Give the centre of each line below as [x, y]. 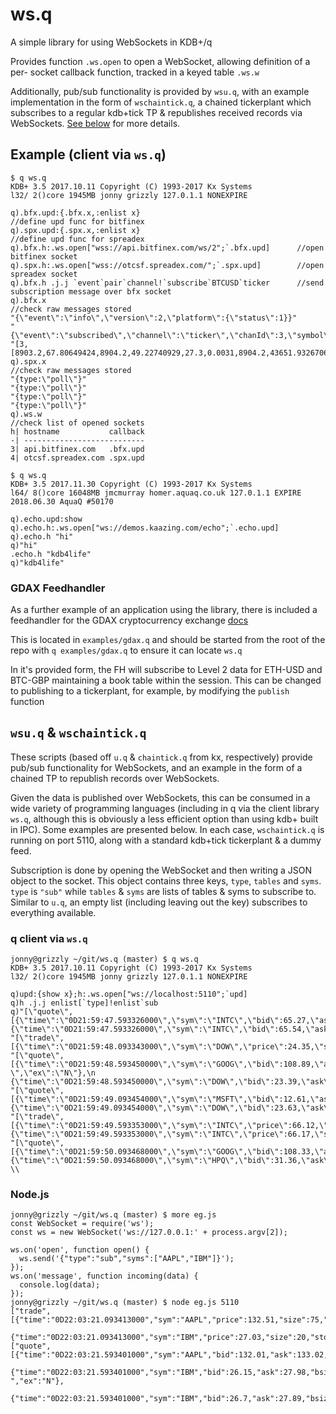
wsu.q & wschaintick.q [78, 733]
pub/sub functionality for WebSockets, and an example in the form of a [156, 767]
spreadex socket [44, 274]
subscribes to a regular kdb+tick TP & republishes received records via [156, 112]
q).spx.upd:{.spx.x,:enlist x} [75, 230]
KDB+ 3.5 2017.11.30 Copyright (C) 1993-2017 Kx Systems [131, 484]
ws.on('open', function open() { [80, 1250]
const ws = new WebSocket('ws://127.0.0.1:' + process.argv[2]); [149, 1233]
